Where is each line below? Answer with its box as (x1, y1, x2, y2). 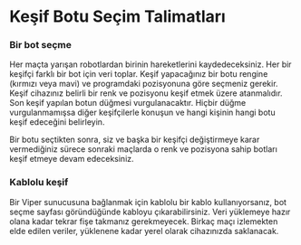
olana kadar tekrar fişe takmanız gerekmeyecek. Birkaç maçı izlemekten (9, 215, 278, 227)
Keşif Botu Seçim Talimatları (9, 6, 227, 27)
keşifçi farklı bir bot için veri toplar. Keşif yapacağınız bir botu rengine (9, 69, 268, 80)
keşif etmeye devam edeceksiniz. (9, 154, 134, 165)
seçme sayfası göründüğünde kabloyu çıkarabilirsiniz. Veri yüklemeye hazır (9, 206, 291, 217)
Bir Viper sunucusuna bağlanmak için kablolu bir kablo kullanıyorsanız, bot (9, 196, 287, 207)
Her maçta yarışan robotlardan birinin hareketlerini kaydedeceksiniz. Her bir (9, 59, 292, 70)
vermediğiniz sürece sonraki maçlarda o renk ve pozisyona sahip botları (9, 144, 278, 155)
